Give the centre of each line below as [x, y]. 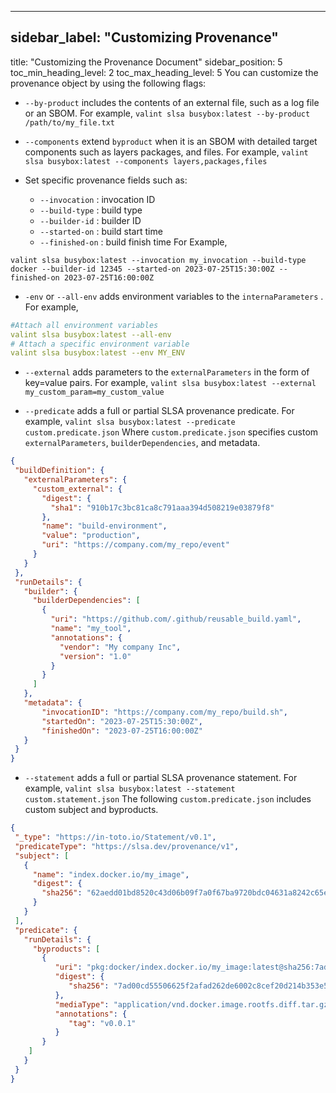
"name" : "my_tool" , [91, 629]
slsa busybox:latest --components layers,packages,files [146, 161]
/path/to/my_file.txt [69, 122]
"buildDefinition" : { [59, 471]
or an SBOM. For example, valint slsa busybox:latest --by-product [167, 113]
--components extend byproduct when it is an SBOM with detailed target [171, 141]
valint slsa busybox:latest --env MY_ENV [98, 353]
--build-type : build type [91, 210]
